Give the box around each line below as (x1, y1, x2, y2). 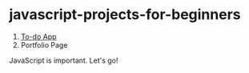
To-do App (20, 32, 57, 41)
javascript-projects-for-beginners (9, 6, 241, 24)
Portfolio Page (20, 40, 68, 49)
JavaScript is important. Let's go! (9, 56, 118, 65)
